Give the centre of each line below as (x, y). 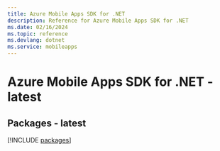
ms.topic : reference (38, 34)
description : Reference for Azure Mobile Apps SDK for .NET (98, 21)
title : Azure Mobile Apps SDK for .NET (66, 14)
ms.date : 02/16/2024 (38, 27)
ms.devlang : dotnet (36, 40)
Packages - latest (47, 123)
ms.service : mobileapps (43, 47)
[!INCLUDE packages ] (39, 140)
